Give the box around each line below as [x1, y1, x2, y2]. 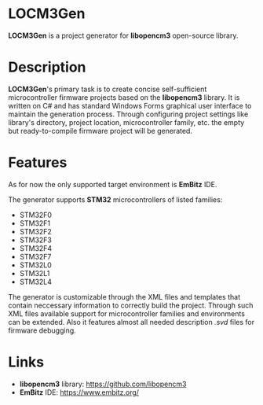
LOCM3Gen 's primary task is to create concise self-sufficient [8, 84, 207, 94]
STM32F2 [19, 226, 53, 236]
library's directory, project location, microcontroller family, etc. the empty [8, 117, 245, 127]
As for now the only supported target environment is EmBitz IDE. [8, 179, 217, 189]
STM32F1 [19, 218, 51, 228]
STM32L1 [19, 268, 50, 278]
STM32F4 [19, 243, 53, 252]
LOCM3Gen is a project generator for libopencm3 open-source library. [8, 31, 239, 40]
